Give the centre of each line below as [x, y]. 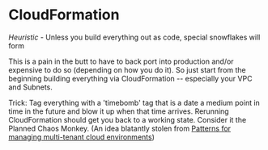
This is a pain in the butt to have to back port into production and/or [121, 61]
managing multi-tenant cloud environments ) [82, 137]
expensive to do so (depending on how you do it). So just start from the [128, 69]
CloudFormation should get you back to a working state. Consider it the [128, 119]
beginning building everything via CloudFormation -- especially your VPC [130, 78]
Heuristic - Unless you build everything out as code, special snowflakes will [134, 37]
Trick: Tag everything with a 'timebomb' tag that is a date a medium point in [134, 102]
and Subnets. [30, 87]
